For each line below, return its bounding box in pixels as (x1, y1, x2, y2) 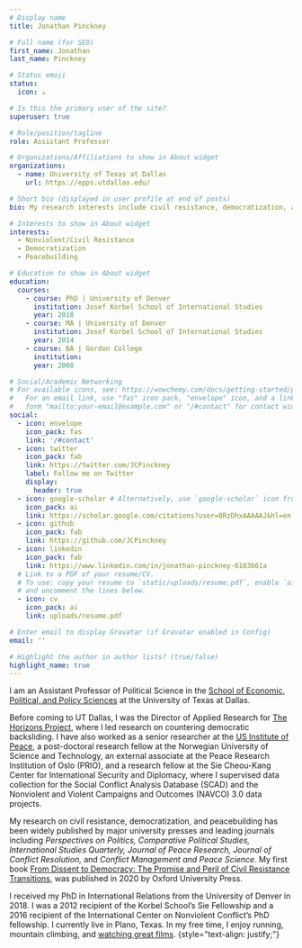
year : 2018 (32, 311, 75, 320)
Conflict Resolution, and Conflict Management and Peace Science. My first (9, 854, 288, 865)
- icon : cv (17, 595, 58, 604)
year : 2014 (32, 336, 75, 345)
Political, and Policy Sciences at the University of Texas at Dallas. (9, 695, 251, 706)
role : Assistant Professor (9, 137, 111, 146)
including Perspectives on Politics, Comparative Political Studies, (9, 835, 250, 846)
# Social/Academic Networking (9, 377, 123, 386)
